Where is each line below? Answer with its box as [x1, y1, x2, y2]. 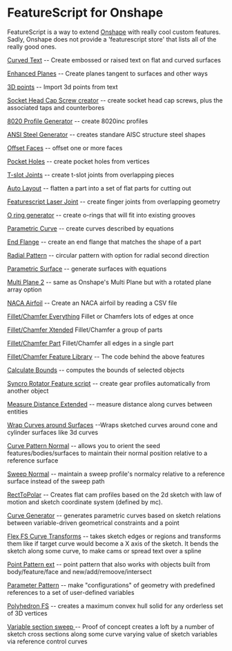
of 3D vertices [7, 609, 48, 617]
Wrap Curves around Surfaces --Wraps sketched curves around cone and [7, 420, 217, 429]
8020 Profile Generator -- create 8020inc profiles [7, 116, 148, 125]
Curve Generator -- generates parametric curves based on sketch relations [7, 511, 221, 519]
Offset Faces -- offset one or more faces [7, 143, 123, 152]
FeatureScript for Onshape [7, 5, 164, 21]
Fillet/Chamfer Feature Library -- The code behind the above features [7, 352, 205, 361]
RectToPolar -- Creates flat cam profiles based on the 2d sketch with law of [7, 490, 222, 499]
